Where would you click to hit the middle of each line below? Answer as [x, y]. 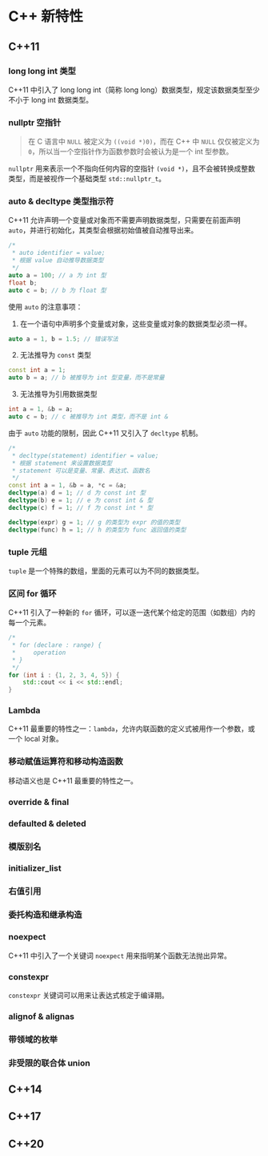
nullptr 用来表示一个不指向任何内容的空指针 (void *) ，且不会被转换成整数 [132, 168]
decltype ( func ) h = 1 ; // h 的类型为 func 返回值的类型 [97, 530]
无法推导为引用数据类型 [58, 394]
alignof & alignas [41, 1017]
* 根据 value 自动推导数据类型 [58, 261]
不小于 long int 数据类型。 [51, 99]
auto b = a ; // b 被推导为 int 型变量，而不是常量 [87, 378]
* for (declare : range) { [57, 645]
